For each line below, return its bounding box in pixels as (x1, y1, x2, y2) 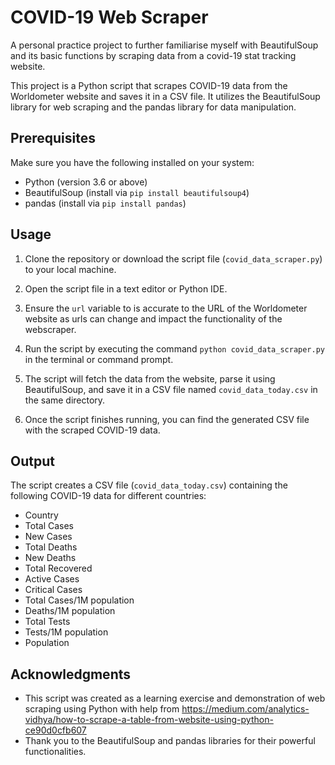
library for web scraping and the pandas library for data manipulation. (10, 101, 297, 113)
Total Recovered (24, 562, 93, 575)
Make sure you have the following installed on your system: (10, 156, 255, 168)
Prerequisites (10, 130, 96, 147)
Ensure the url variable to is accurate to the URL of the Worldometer (24, 302, 308, 314)
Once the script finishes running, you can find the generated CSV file (24, 413, 310, 425)
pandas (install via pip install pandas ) (24, 197, 187, 209)
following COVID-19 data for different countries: (10, 490, 207, 502)
